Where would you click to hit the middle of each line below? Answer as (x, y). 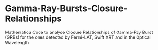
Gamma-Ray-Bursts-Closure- (66, 8)
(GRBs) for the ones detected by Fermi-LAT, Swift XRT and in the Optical (78, 37)
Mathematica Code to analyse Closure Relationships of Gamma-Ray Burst (79, 32)
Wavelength (17, 42)
